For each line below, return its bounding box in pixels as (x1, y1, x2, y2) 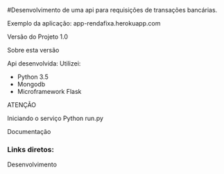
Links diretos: (7, 144, 54, 154)
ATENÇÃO (7, 101, 37, 109)
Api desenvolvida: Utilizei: (7, 59, 81, 68)
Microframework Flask (17, 88, 82, 95)
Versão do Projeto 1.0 (7, 32, 68, 41)
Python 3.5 (17, 72, 49, 81)
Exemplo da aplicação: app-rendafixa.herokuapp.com (7, 19, 161, 27)
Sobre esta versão (7, 46, 60, 54)
